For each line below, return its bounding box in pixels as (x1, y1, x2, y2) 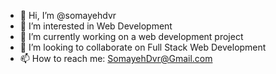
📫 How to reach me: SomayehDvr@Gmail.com (19, 53, 213, 64)
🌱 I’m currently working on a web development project (19, 31, 244, 42)
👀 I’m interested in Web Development (19, 20, 173, 32)
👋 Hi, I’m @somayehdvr (19, 10, 117, 21)
